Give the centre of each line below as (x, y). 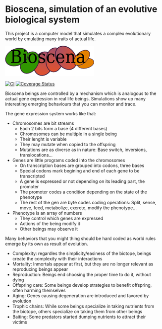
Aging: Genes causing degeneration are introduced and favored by (81, 295)
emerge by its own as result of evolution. (47, 244)
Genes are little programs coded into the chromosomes (69, 160)
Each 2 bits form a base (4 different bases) (63, 128)
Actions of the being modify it (50, 223)
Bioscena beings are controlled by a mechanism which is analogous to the (81, 93)
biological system (43, 20)
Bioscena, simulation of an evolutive (81, 9)
